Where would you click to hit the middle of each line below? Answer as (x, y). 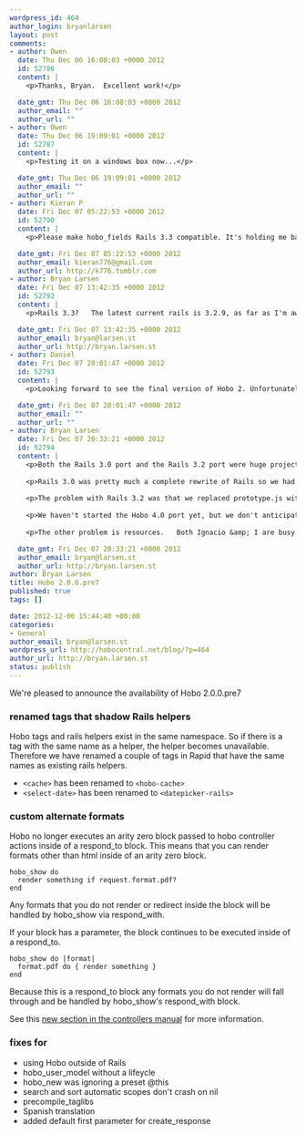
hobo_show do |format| (52, 959)
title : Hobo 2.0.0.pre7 (55, 583)
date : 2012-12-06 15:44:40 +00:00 (75, 616)
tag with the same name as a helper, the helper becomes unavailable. (139, 746)
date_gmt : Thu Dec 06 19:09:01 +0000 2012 (99, 178)
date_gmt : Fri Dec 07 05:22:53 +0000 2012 (99, 253)
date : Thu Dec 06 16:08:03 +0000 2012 (92, 60)
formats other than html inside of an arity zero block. (108, 856)
